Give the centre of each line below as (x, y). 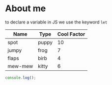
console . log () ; (21, 78)
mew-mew (20, 66)
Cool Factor (71, 34)
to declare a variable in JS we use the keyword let (56, 22)
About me (26, 9)
